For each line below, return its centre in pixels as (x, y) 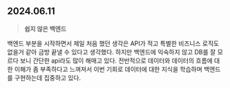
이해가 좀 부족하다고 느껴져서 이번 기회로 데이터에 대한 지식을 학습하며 (108, 69)
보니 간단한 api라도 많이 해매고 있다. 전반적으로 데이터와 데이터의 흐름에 (116, 60)
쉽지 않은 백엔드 (45, 29)
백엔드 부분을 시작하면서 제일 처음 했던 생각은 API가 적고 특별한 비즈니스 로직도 (113, 43)
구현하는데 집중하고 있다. (48, 78)
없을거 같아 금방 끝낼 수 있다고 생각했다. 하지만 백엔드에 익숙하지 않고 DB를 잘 (112, 52)
